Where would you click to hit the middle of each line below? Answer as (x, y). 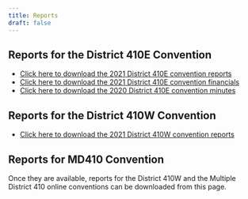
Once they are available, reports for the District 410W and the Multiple (122, 178)
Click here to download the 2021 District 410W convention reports (127, 134)
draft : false (30, 23)
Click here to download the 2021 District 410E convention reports (126, 74)
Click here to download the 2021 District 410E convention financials (130, 82)
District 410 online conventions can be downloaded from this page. (118, 186)
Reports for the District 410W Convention (112, 115)
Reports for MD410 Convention (86, 159)
